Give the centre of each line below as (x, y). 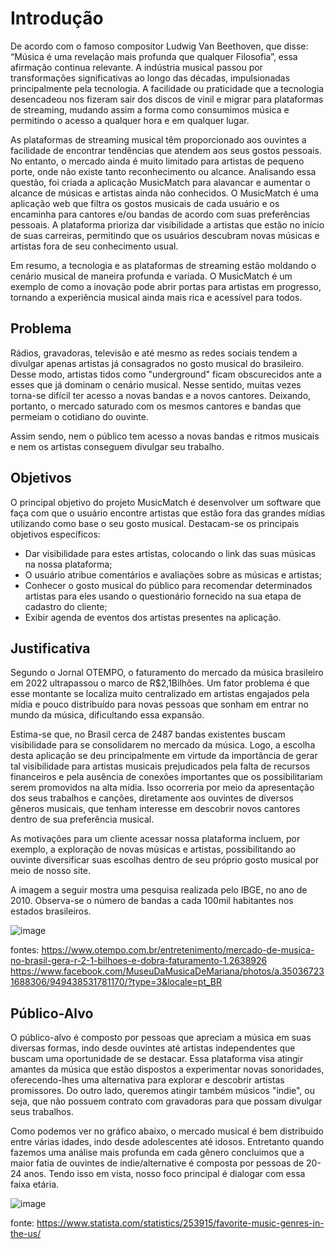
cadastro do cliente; (66, 606)
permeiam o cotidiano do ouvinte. (79, 416)
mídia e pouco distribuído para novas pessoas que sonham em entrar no (159, 704)
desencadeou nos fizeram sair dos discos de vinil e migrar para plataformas (167, 99)
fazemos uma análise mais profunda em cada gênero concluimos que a (157, 1153)
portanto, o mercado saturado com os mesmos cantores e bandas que (156, 406)
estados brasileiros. (51, 911)
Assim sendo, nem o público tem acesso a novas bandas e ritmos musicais (165, 436)
